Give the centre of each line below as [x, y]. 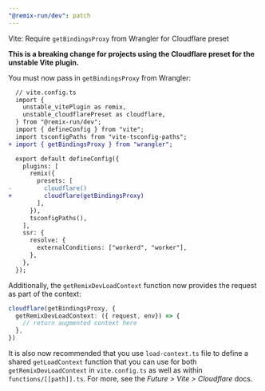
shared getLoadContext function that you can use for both [103, 361]
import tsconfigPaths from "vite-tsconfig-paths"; [101, 136]
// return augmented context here [80, 323]
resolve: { [47, 240]
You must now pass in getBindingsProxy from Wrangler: [100, 77]
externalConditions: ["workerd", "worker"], [112, 248]
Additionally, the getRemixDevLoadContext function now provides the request [132, 285]
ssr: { [34, 233]
